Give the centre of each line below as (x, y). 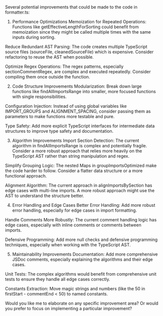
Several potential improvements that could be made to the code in (71, 7)
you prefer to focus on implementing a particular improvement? (69, 308)
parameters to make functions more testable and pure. (60, 116)
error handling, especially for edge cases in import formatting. (74, 210)
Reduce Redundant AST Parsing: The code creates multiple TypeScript (76, 47)
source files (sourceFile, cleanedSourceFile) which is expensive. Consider (79, 52)
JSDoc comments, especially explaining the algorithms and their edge (82, 259)
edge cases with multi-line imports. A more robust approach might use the (80, 190)
